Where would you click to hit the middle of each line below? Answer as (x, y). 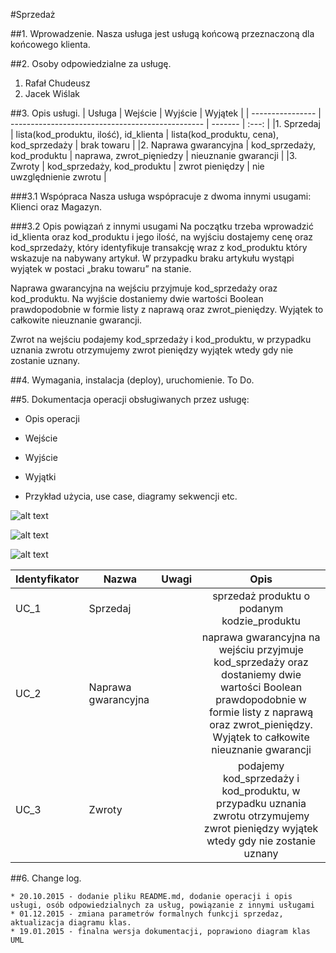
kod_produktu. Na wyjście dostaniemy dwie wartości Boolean (137, 298)
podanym (261, 608)
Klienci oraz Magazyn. (56, 207)
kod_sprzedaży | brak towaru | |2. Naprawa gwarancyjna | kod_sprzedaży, (163, 145)
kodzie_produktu (261, 621)
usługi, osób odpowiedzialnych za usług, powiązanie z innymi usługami (162, 905)
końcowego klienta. (50, 44)
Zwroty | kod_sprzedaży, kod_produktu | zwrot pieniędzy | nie (137, 166)
